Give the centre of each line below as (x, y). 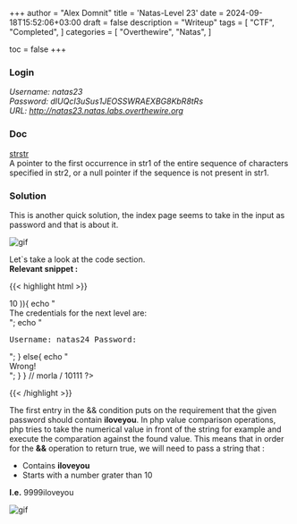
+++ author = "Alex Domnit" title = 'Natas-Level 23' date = (117, 13)
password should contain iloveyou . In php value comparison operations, (143, 419)
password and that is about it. (64, 224)
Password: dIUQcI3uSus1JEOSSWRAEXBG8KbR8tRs (106, 101)
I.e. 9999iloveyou (42, 492)
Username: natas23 (46, 92)
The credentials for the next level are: (78, 313)
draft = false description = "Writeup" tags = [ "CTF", (179, 22)
